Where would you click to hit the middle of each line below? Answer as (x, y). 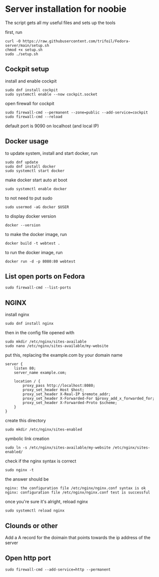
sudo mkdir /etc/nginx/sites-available (46, 342)
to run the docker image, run (34, 252)
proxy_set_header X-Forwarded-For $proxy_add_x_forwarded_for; (89, 399)
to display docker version (31, 216)
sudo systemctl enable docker (36, 189)
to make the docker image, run (36, 234)
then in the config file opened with (40, 333)
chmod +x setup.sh (24, 50)
